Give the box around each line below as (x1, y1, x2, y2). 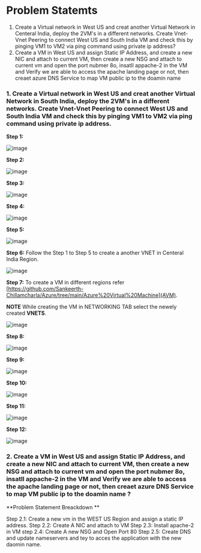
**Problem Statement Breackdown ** (6, 503, 100, 510)
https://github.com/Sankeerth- (8, 285, 84, 293)
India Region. (6, 256, 39, 263)
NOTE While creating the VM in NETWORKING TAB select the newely (6, 303, 177, 311)
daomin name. (6, 540, 42, 548)
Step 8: (6, 333, 25, 340)
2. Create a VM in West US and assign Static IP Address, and (6, 452, 185, 461)
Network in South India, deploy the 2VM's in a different (6, 97, 170, 105)
